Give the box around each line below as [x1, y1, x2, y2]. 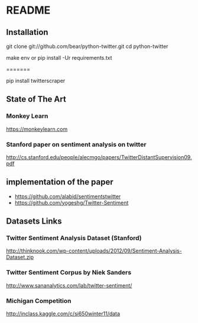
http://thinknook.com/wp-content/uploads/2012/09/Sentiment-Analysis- [6, 247, 182, 254]
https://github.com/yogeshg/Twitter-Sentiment [14, 199, 129, 206]
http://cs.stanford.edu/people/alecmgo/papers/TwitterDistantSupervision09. [6, 153, 192, 160]
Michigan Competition [6, 296, 72, 305]
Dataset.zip [6, 254, 34, 261]
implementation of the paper [6, 177, 113, 187]
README [6, 4, 51, 17]
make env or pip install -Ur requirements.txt [6, 54, 112, 61]
